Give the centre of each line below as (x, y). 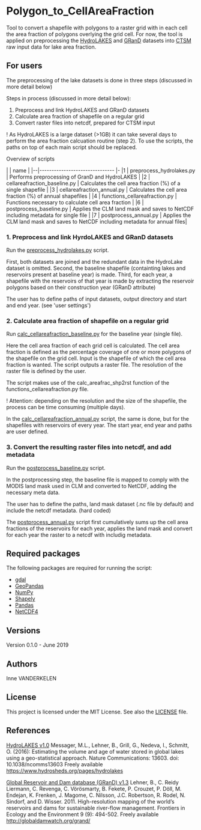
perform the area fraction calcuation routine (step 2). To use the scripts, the (100, 141)
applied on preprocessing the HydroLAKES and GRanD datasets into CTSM (99, 40)
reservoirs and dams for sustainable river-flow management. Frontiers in (96, 808)
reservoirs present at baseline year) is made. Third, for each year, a (89, 275)
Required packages (43, 554)
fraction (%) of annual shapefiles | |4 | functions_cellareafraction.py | (91, 196)
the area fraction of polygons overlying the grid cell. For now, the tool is (94, 34)
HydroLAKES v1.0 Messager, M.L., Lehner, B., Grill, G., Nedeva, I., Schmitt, (98, 745)
